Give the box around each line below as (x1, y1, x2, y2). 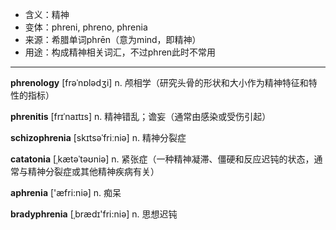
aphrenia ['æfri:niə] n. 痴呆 (10, 187, 122, 198)
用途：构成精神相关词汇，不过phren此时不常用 (24, 46, 217, 58)
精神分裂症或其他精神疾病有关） (27, 166, 160, 177)
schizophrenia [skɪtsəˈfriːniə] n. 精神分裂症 (10, 132, 187, 143)
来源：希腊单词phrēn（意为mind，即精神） (24, 34, 202, 45)
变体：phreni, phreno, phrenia (24, 21, 148, 33)
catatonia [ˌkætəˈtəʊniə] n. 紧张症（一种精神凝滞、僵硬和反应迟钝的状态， (10, 153, 315, 165)
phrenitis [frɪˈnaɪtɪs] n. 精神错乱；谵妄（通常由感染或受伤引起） (10, 111, 272, 122)
